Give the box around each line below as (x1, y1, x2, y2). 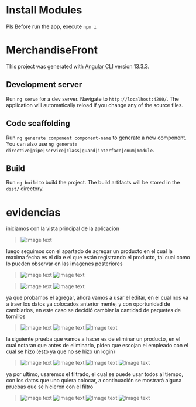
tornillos (6, 313, 26, 320)
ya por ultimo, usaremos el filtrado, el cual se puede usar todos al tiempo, (6, 371, 183, 378)
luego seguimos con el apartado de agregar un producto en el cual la (6, 248, 173, 255)
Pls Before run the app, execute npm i (6, 23, 97, 30)
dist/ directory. (6, 185, 44, 192)
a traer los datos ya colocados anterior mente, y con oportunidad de (6, 300, 171, 307)
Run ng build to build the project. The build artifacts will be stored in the (6, 179, 180, 186)
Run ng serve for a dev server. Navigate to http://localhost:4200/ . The (6, 95, 180, 102)
